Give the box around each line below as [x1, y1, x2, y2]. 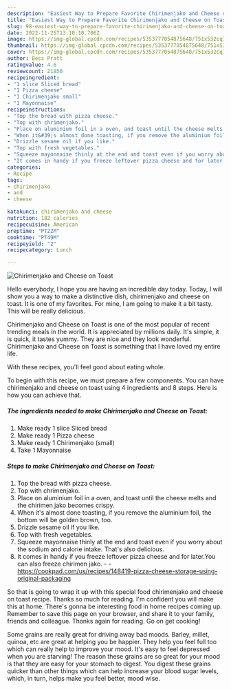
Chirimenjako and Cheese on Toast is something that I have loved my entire [7, 342, 221, 351]
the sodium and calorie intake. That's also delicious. [16, 545, 165, 553]
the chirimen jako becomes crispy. [16, 501, 115, 510]
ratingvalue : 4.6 [7, 61, 57, 68]
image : [7, 36, 26, 43]
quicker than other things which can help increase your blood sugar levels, [7, 667, 219, 675]
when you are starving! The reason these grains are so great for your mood [7, 652, 221, 661]
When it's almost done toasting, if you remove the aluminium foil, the [16, 508, 212, 517]
